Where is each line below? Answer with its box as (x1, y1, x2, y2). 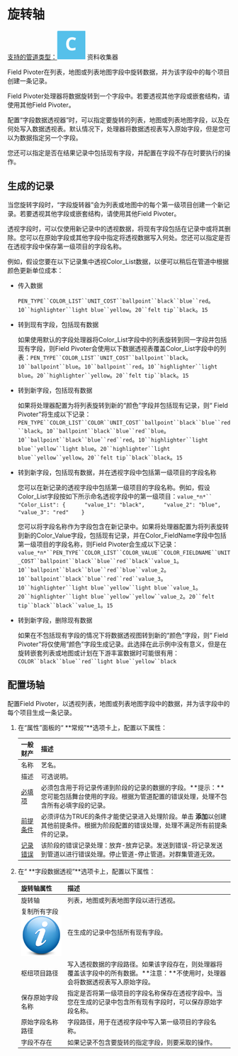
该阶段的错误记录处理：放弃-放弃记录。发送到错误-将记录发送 (40, 841, 223, 849)
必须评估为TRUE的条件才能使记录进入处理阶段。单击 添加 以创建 (40, 812, 227, 821)
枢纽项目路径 (21, 969, 59, 977)
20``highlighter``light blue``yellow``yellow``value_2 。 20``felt (17, 592, 215, 600)
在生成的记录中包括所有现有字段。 (67, 927, 167, 936)
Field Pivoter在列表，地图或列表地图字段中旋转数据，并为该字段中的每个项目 (7, 67, 230, 76)
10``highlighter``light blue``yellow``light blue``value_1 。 (17, 583, 202, 592)
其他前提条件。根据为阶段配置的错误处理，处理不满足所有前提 (40, 821, 221, 829)
